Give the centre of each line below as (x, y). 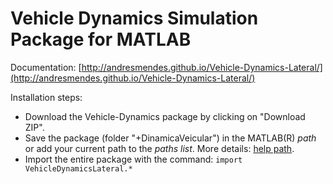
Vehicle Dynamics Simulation (134, 18)
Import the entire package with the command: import (133, 159)
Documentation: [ (46, 67)
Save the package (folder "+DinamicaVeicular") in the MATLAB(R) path (170, 138)
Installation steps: (46, 97)
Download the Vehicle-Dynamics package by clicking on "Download (165, 116)
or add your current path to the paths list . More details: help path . (159, 148)
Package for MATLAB (101, 39)
